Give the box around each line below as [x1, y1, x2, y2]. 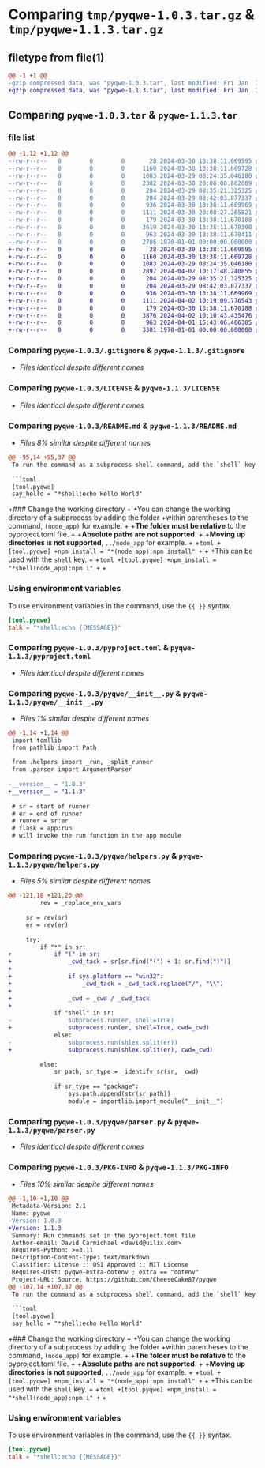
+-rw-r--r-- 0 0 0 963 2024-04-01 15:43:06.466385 [8, 318, 252, 327]
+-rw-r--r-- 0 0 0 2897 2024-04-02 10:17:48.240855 [8, 267, 252, 276]
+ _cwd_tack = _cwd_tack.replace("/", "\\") [8, 980, 224, 988]
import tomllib [11, 736, 62, 744]
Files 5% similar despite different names [19, 876, 151, 886]
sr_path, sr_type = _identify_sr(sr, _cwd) [54, 1068, 200, 1076]
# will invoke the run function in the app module [11, 832, 181, 840]
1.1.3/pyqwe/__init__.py [8, 698, 104, 706]
